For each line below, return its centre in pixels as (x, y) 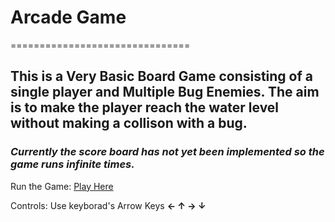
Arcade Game (68, 17)
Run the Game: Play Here (62, 186)
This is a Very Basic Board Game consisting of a (162, 76)
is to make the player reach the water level (145, 107)
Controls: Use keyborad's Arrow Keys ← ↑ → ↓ (108, 205)
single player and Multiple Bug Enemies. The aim (165, 92)
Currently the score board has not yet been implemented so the (167, 152)
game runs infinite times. (72, 164)
